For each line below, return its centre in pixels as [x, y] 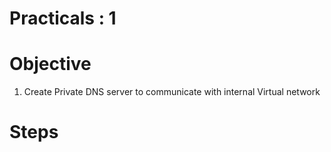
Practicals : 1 [63, 18]
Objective [50, 64]
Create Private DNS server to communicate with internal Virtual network [172, 92]
